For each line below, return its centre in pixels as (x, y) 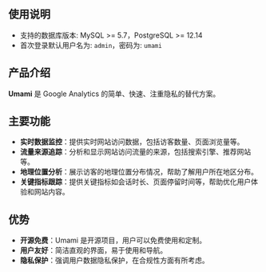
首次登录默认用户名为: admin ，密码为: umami (91, 45)
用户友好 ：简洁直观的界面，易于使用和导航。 (93, 250)
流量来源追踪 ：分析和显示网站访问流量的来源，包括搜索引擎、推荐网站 (135, 152)
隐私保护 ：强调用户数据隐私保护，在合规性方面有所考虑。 (114, 260)
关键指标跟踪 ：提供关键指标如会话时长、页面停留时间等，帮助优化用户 (135, 182)
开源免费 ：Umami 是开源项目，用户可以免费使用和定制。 (113, 240)
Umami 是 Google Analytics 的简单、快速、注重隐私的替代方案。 (114, 94)
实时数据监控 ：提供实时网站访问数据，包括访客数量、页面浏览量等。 (132, 142)
